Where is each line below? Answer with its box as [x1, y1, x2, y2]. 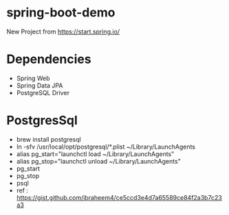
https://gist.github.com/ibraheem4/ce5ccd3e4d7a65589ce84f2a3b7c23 [16, 193, 223, 201]
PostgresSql [6, 113, 78, 128]
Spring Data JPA [16, 81, 63, 90]
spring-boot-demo [6, 5, 116, 21]
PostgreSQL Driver [16, 88, 70, 97]
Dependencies [6, 51, 91, 67]
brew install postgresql [16, 135, 81, 143]
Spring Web [16, 74, 50, 82]
